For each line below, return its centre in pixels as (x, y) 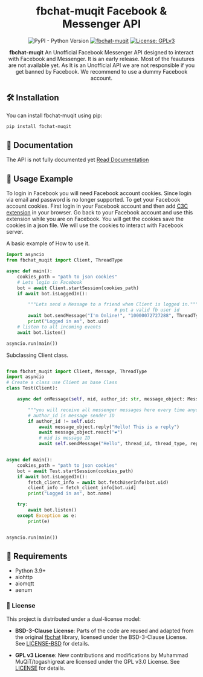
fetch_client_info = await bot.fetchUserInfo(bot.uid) (98, 482)
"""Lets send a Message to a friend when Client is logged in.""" (113, 304)
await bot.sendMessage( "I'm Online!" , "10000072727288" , (101, 316)
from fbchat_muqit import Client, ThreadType (64, 260)
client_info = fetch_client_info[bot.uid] (82, 488)
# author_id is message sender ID (71, 416)
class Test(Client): (32, 388)
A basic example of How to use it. (48, 243)
